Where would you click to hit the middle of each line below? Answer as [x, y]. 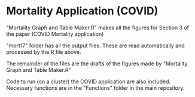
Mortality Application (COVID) [82, 11]
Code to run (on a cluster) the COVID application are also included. [89, 81]
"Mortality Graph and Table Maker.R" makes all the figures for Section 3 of [98, 28]
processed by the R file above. [44, 51]
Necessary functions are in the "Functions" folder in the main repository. [95, 87]
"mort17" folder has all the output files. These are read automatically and [96, 46]
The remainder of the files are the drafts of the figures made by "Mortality [97, 63]
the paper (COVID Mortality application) [55, 34]
